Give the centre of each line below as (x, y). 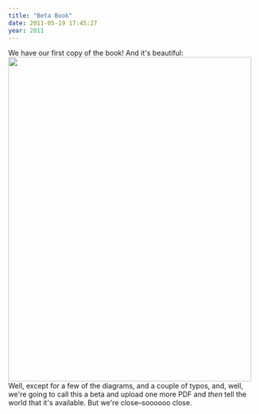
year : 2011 (26, 30)
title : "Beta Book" (41, 16)
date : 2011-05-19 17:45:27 (53, 23)
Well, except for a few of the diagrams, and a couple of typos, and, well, (126, 386)
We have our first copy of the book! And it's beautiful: (96, 53)
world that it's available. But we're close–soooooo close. (100, 403)
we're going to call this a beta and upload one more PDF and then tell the (128, 394)
